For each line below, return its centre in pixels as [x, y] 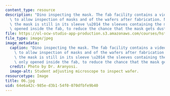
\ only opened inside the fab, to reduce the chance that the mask [87, 62]
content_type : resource [30, 10]
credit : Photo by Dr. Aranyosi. [44, 67]
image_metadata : [22, 43]
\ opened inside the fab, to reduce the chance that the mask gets [82, 29]
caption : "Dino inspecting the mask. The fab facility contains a [81, 48]
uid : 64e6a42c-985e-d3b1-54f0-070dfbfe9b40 [52, 85]
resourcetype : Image [27, 76]
